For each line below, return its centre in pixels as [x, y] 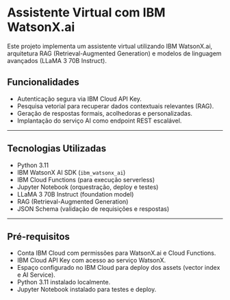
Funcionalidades [43, 83]
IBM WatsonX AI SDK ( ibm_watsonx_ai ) [71, 172]
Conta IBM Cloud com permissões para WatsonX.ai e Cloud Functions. [116, 253]
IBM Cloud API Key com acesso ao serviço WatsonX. [91, 260]
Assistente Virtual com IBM [86, 13]
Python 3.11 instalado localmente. [64, 282]
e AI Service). [36, 275]
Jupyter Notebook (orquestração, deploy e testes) [88, 187]
